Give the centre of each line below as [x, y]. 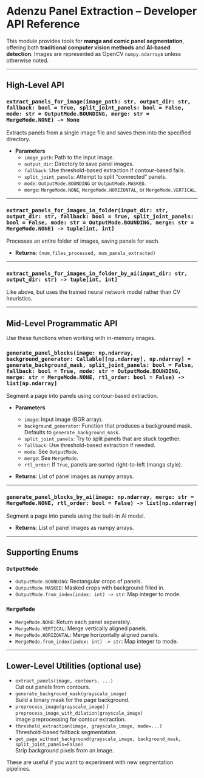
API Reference [43, 24]
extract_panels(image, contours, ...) [64, 681]
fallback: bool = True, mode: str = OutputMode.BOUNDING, [94, 371]
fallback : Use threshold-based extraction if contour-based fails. [105, 170]
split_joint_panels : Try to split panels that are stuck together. [102, 439]
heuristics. [19, 299]
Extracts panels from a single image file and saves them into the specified [99, 133]
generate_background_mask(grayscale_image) [71, 694]
